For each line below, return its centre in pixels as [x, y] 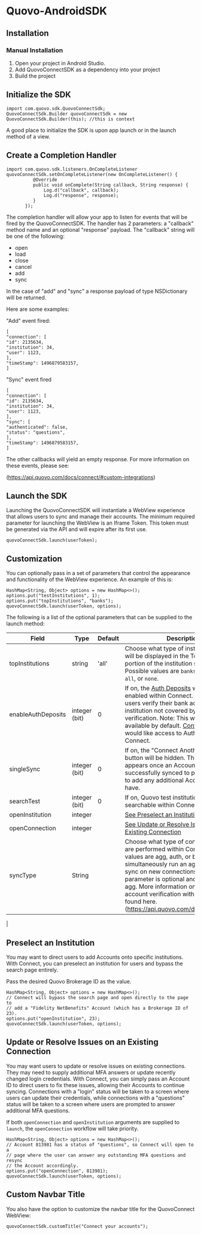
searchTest [25, 801]
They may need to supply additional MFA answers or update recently [91, 1072]
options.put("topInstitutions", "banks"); [60, 601]
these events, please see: [38, 465]
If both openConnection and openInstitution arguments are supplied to [93, 1122]
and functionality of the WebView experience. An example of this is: [90, 580]
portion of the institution [159, 664]
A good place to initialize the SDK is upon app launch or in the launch [91, 130]
